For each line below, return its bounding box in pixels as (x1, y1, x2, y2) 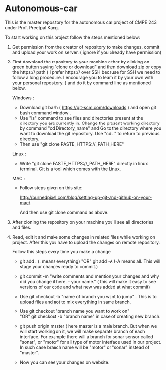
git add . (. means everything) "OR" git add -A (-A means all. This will (19, 258, 161, 264)
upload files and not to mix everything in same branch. (19, 299, 131, 305)
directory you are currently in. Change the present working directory (19, 120, 160, 126)
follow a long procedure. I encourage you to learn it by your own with (12, 74, 154, 80)
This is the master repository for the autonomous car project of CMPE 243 (5, 19, 157, 25)
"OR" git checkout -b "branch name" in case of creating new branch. (19, 313, 161, 319)
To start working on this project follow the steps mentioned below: (5, 34, 140, 40)
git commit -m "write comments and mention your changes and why (19, 273, 159, 279)
